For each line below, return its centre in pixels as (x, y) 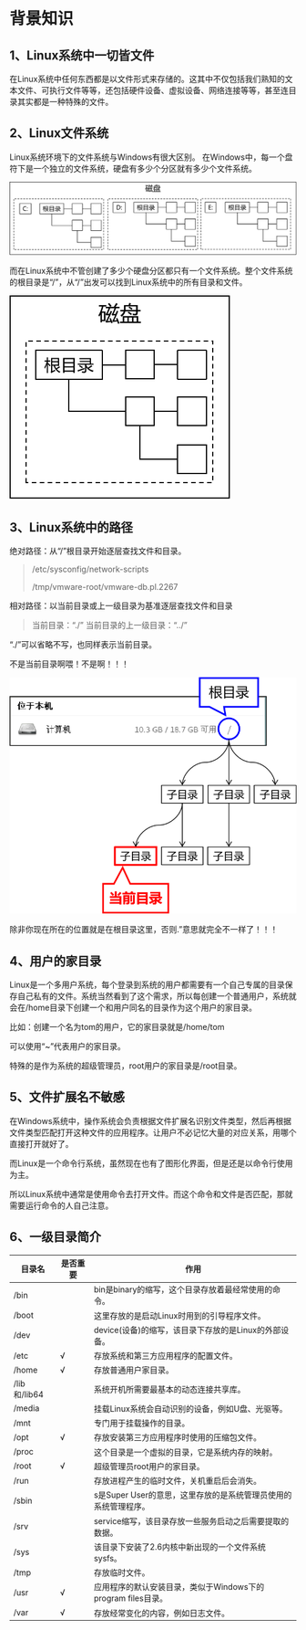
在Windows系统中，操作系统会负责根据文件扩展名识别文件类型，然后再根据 (151, 1120)
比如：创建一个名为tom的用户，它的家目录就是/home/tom (117, 1027)
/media (26, 1408)
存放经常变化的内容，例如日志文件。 (162, 1613)
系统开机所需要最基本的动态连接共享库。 (170, 1390)
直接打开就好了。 (41, 1143)
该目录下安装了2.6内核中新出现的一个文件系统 (180, 1546)
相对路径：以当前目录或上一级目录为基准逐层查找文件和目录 (121, 606)
